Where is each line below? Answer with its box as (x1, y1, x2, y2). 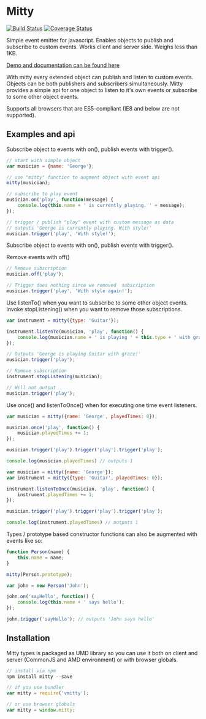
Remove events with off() (6, 254, 70, 261)
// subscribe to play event (6, 191, 78, 197)
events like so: (6, 537, 43, 544)
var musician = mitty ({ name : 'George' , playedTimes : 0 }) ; (6, 413, 158, 419)
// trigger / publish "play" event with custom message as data (6, 219, 174, 225)
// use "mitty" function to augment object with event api (6, 174, 161, 181)
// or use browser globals (6, 701, 75, 707)
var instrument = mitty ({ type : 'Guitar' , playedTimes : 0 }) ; (6, 475, 164, 481)
